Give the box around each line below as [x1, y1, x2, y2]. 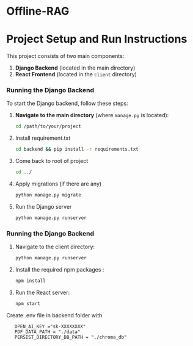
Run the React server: [15, 289, 70, 296]
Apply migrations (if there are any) [15, 180, 102, 187]
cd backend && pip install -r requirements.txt [15, 146, 139, 153]
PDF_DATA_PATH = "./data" [14, 328, 81, 335]
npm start [15, 300, 41, 306]
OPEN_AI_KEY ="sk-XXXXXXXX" [14, 323, 86, 330]
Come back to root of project [15, 157, 89, 165]
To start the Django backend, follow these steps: [6, 99, 128, 107]
